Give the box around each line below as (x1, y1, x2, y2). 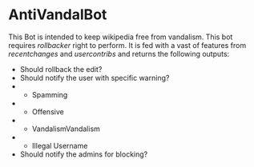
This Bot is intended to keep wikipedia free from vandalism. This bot (8, 32, 233, 42)
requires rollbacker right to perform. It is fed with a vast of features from (8, 40, 247, 50)
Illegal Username (31, 141, 88, 150)
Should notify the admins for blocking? (19, 149, 148, 159)
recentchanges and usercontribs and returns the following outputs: (8, 49, 230, 58)
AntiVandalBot (8, 6, 107, 24)
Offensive (31, 106, 64, 117)
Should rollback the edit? (19, 64, 103, 74)
